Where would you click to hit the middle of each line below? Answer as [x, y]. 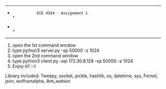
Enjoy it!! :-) [24, 66]
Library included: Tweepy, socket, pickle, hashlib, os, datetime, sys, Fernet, [82, 76]
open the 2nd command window [45, 56]
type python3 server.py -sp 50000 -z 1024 [56, 50]
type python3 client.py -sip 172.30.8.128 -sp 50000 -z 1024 [73, 61]
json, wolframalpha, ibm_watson [38, 81]
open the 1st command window [44, 45]
